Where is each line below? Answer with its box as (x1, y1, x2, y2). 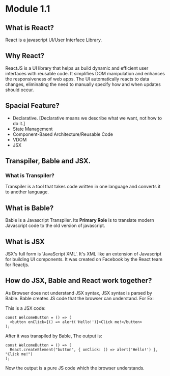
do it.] (12, 120, 25, 126)
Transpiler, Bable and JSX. (5, 157, 91, 165)
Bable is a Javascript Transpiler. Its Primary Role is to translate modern (5, 217, 154, 223)
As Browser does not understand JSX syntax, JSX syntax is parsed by (5, 290, 153, 296)
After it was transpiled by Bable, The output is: (5, 333, 103, 339)
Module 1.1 (5, 3, 50, 15)
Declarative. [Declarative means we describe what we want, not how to (12, 115, 162, 121)
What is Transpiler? (5, 171, 55, 179)
